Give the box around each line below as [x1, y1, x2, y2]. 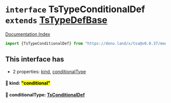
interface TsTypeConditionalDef [5, 4, 145, 15]
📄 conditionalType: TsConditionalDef [5, 91, 85, 97]
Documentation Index [5, 31, 50, 37]
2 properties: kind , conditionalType [12, 68, 87, 75]
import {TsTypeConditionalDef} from [5, 41, 83, 46]
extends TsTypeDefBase [5, 14, 108, 26]
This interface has [5, 55, 65, 64]
